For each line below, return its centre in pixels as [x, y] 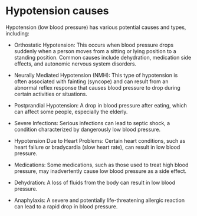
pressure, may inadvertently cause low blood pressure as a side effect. [100, 171]
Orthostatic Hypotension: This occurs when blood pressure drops [94, 45]
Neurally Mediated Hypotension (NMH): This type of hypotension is [96, 75]
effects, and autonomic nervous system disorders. [75, 64]
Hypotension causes [57, 11]
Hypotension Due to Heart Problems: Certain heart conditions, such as [100, 140]
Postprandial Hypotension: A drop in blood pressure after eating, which [100, 105]
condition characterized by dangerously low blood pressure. [87, 129]
